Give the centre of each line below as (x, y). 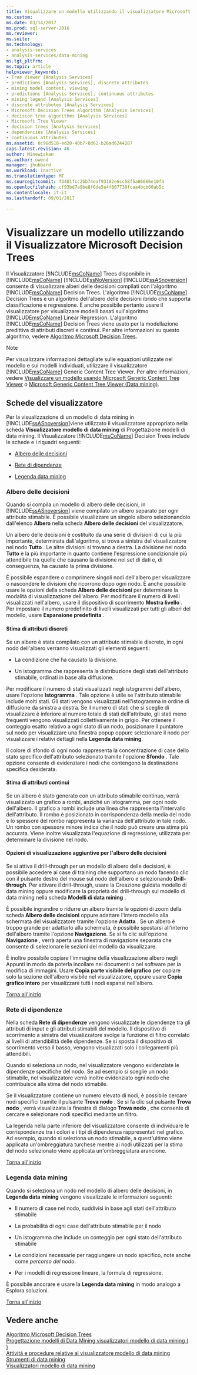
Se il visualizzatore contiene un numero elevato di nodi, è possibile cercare (97, 1095)
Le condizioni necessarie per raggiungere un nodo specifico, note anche (103, 1255)
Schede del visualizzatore (54, 403)
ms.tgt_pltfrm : (25, 61)
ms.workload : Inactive (34, 171)
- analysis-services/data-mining (47, 55)
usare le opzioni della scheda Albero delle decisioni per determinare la (92, 590)
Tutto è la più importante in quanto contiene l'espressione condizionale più (97, 554)
